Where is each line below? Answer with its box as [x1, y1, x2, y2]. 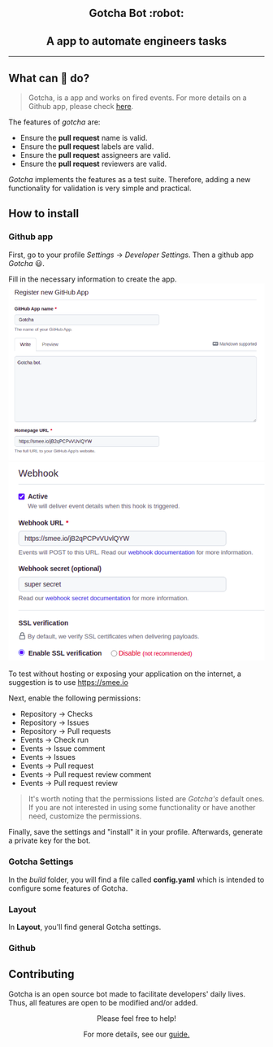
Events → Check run [19, 735, 89, 745]
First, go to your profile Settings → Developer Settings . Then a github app [8, 250, 254, 260]
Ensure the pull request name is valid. [19, 133, 148, 143]
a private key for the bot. [8, 835, 91, 845]
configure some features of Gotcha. [8, 883, 128, 893]
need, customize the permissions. [28, 811, 142, 821]
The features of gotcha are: [8, 117, 101, 127]
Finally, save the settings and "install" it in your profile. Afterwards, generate [8, 827, 263, 837]
